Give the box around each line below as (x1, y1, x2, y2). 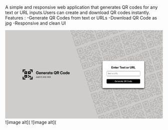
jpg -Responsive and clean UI (5, 20, 66, 26)
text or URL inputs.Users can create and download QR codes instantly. (5, 9, 150, 15)
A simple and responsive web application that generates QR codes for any (5, 4, 158, 10)
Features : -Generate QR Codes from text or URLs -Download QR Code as (5, 15, 157, 20)
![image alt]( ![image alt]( (5, 119, 56, 125)
